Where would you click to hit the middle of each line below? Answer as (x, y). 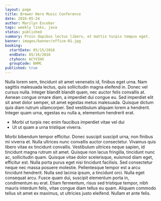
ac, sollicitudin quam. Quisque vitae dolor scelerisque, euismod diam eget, (79, 157)
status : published (23, 32)
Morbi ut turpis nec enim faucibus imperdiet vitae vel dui (68, 122)
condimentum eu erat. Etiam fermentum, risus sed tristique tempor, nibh (77, 183)
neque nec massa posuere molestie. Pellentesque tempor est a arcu (73, 167)
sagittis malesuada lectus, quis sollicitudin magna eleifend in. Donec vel (76, 87)
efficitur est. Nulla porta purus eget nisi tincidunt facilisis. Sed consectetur (79, 162)
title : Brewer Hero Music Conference (43, 14)
